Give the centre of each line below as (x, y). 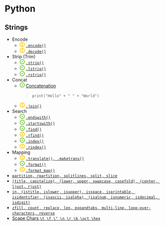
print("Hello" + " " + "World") (65, 96)
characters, (24, 213)
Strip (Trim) (24, 56)
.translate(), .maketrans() (55, 159)
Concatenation (41, 86)
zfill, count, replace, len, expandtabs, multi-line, (69, 208)
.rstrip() (36, 75)
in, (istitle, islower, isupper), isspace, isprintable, (72, 192)
